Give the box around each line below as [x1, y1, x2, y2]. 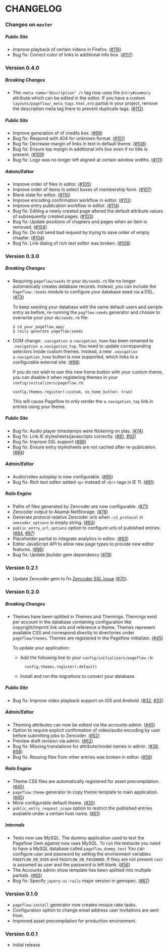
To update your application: [12, 644, 70, 650]
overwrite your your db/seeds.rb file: [12, 314, 89, 321]
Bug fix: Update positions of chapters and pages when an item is [12, 218, 147, 225]
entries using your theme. [12, 404, 66, 410]
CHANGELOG [5, 3, 62, 15]
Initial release [12, 942, 40, 948]
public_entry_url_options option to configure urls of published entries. [12, 525, 161, 531]
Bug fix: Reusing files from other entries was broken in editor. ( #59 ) [12, 754, 153, 760]
